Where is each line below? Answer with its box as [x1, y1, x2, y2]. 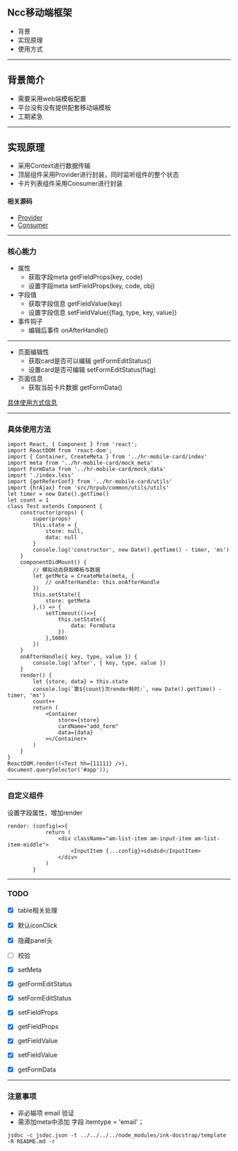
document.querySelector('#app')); [7, 766, 110, 773]
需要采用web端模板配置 [17, 94, 86, 103]
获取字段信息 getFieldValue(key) [28, 299, 123, 307]
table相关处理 [17, 905, 58, 914]
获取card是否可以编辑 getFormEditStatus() [28, 356, 152, 365]
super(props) [33, 515, 72, 523]
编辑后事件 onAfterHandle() [28, 326, 108, 334]
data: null [45, 534, 78, 541]
